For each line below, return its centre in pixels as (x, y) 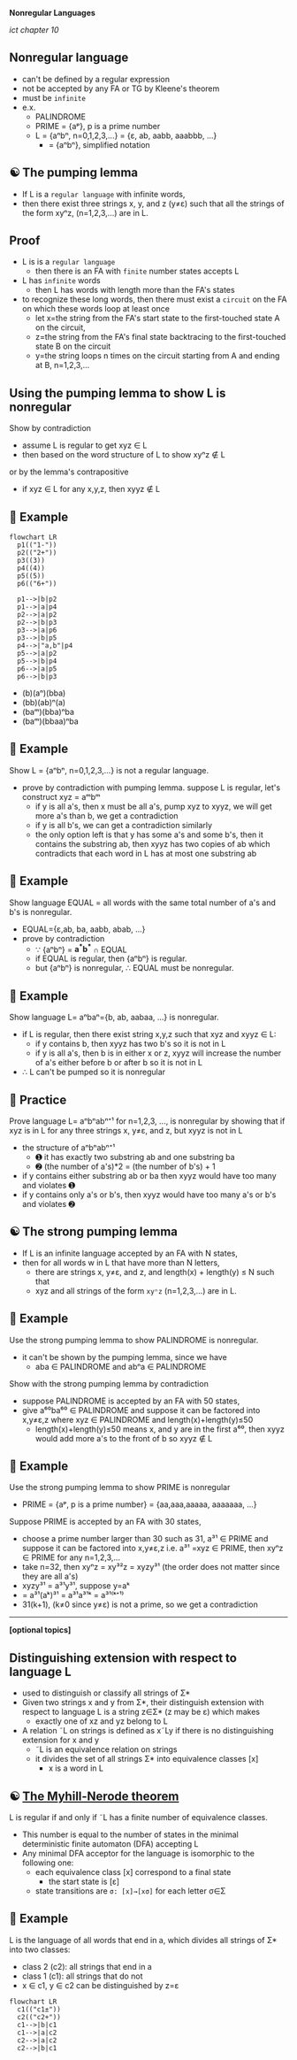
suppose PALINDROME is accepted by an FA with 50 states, (131, 1401)
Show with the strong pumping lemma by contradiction (109, 1383)
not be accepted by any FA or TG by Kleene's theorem (121, 88)
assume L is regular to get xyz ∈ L (84, 445)
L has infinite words (61, 281)
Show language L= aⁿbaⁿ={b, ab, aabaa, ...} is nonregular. (114, 1018)
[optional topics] (40, 1630)
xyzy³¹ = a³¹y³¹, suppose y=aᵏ (76, 1586)
